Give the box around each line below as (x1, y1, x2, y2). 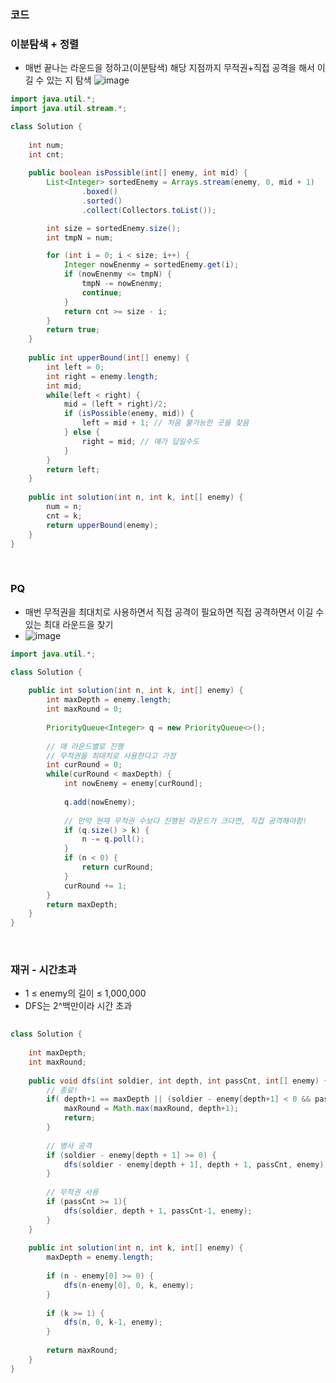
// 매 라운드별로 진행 (46, 741, 124, 751)
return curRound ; (81, 862, 155, 873)
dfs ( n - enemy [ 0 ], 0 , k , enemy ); (63, 1280, 195, 1290)
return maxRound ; (46, 1346, 118, 1356)
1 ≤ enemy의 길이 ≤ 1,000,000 (24, 987, 147, 1000)
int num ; (28, 140, 65, 150)
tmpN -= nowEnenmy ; (81, 279, 163, 289)
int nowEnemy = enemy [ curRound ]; (63, 779, 203, 789)
